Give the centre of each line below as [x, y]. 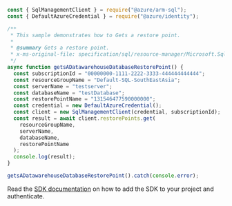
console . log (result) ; [45, 157]
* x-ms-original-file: [43, 54]
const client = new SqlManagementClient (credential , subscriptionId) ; [117, 112]
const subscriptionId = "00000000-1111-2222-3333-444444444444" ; [109, 73]
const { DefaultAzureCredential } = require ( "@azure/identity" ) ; [103, 16]
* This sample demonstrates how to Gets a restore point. [95, 35]
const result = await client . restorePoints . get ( [85, 119]
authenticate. [26, 196]
